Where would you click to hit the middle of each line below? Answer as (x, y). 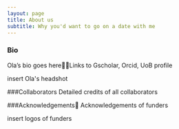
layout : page (26, 13)
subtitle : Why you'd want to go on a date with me (81, 26)
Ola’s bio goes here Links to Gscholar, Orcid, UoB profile (90, 65)
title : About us (30, 20)
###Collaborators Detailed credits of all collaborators (83, 92)
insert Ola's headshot (38, 78)
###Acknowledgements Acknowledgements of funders (88, 105)
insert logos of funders (40, 118)
